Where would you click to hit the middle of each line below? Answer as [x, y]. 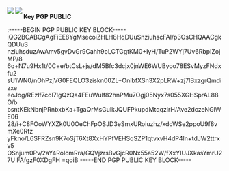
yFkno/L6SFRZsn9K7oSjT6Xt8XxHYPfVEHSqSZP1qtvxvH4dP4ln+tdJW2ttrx [113, 138]
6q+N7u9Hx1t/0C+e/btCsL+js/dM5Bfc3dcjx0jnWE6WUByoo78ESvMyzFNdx [114, 66]
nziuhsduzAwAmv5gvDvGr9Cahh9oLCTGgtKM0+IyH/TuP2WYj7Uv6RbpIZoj [114, 51]
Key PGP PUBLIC [48, 17]
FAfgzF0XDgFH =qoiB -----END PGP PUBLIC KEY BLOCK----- [104, 160]
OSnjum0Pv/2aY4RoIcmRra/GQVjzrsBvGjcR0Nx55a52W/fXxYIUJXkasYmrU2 [115, 153]
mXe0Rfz [20, 131]
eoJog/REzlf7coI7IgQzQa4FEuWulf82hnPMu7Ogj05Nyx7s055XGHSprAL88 [113, 95]
